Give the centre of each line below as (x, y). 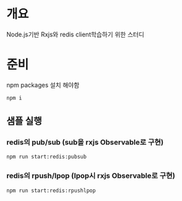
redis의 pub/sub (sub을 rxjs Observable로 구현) (85, 143)
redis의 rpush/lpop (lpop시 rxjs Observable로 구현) (91, 176)
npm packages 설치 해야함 (43, 85)
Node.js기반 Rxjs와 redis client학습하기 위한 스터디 (76, 34)
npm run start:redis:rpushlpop (51, 190)
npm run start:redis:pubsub (47, 157)
